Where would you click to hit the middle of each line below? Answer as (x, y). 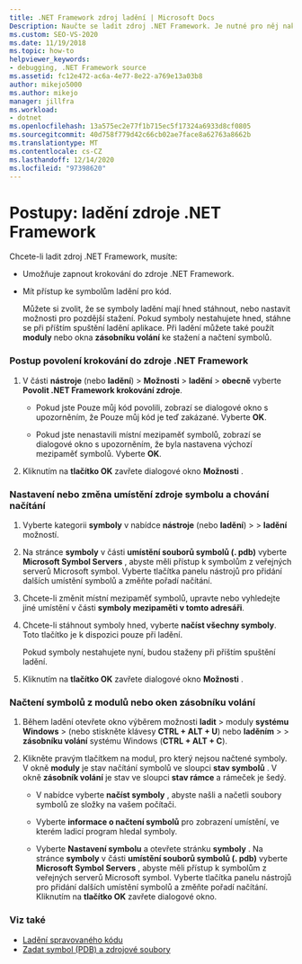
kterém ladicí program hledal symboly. (107, 832)
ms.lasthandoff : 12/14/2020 (62, 160)
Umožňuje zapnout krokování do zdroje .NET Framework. (128, 274)
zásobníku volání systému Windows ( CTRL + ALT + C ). (124, 741)
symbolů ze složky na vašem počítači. (106, 805)
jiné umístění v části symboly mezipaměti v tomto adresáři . (133, 607)
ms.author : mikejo (44, 93)
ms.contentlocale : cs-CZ (56, 151)
